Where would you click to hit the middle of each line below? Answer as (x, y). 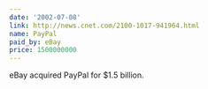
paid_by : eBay (35, 42)
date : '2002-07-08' (45, 17)
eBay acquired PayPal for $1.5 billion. (77, 75)
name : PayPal (33, 33)
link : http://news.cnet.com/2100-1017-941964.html (104, 26)
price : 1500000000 (43, 50)
